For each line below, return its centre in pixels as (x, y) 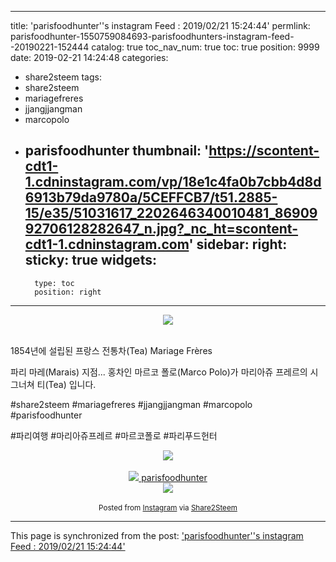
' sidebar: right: (238, 244)
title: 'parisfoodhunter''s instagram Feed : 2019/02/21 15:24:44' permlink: (160, 25)
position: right (68, 292)
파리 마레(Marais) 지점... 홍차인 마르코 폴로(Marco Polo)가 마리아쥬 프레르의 (159, 372)
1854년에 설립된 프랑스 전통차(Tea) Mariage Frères (111, 350)
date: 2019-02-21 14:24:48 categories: (89, 57)
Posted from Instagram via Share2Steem (168, 507)
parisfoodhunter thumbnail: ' (117, 151)
